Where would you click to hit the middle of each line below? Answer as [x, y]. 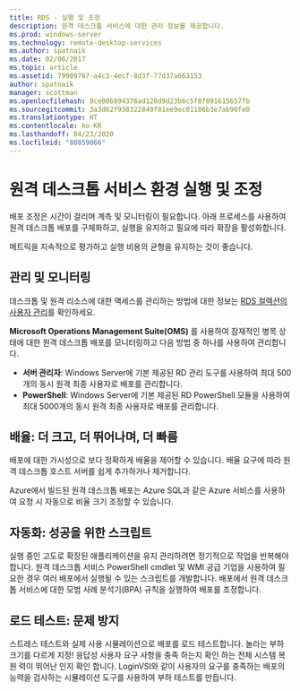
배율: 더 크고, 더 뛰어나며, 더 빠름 [94, 437]
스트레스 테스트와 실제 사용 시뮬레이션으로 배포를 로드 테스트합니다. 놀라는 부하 [147, 643]
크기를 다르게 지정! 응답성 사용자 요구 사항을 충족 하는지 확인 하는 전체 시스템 [143, 654]
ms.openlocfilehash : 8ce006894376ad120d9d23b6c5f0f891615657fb [130, 101]
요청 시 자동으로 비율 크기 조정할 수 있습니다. [96, 502]
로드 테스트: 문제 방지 [64, 621]
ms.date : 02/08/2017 [48, 59]
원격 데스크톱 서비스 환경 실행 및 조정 [136, 190]
